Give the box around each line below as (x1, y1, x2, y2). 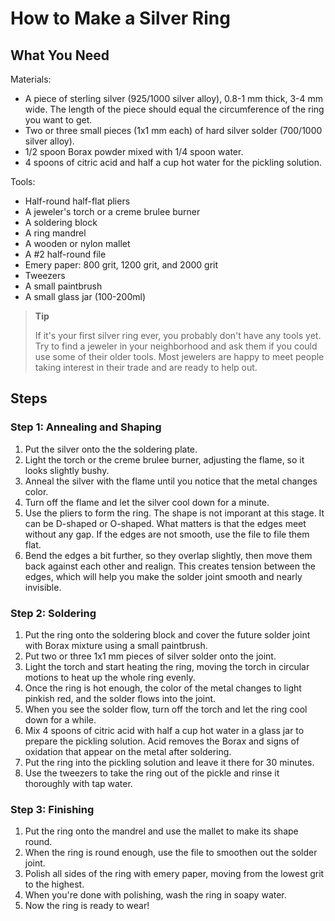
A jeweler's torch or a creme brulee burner (24, 206, 201, 217)
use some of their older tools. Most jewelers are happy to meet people (34, 351, 325, 362)
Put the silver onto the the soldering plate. (24, 443, 198, 455)
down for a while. (24, 713, 97, 726)
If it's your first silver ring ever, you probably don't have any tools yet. (34, 330, 322, 341)
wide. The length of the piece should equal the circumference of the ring (24, 103, 325, 115)
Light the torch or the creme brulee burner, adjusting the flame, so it (24, 453, 305, 466)
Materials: (10, 73, 52, 85)
